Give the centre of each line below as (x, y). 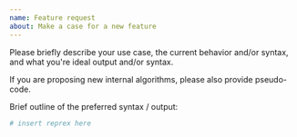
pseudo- (271, 79)
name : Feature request (52, 18)
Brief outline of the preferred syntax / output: (94, 106)
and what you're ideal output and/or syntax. (92, 62)
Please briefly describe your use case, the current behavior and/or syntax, (149, 52)
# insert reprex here (51, 123)
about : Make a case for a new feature (83, 26)
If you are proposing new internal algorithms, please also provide (131, 79)
